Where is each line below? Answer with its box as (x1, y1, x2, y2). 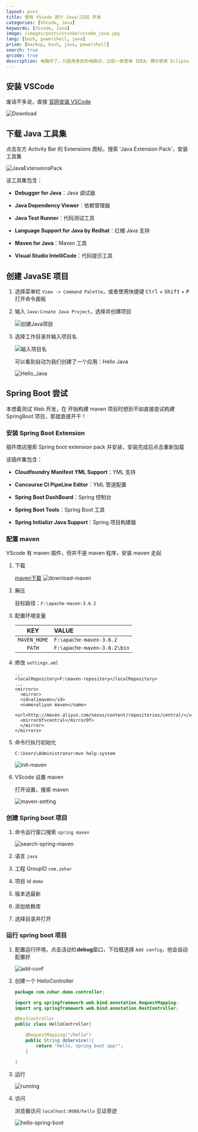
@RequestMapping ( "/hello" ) (25, 1032, 92, 1038)
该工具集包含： (6, 177, 42, 184)
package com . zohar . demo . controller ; (14, 989, 105, 995)
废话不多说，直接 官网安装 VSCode (6, 98, 91, 105)
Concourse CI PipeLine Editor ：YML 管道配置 (14, 481, 127, 488)
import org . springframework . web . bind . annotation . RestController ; (14, 1005, 179, 1011)
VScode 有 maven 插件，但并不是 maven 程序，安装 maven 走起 (6, 549, 162, 557)
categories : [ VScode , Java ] (6, 19, 75, 25)
